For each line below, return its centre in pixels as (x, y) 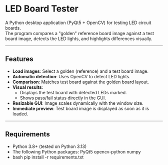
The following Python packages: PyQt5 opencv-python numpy (76, 151)
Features (19, 59)
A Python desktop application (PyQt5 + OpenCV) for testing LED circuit (78, 23)
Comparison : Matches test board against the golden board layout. (80, 82)
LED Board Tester (42, 9)
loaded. (20, 114)
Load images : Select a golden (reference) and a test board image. (80, 71)
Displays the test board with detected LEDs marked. (73, 92)
